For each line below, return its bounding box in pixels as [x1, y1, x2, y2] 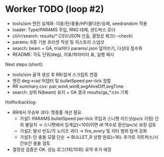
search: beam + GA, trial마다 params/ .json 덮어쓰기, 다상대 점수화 [12, 45, 143, 51]
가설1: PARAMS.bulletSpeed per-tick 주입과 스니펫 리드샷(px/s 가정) [19, 115, 154, 121]
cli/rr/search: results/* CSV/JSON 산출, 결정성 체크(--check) [12, 33, 133, 39]
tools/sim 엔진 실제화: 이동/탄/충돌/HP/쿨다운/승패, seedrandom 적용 [12, 20, 148, 26]
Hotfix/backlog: [5, 99, 37, 105]
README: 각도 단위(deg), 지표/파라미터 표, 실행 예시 [12, 51, 114, 57]
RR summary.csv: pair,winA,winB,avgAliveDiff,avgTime [12, 83, 124, 89]
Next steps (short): [5, 61, 44, 67]
